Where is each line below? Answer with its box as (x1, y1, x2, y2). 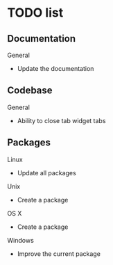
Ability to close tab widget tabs (17, 116, 106, 125)
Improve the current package (17, 249, 101, 258)
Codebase (7, 85, 53, 97)
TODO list (7, 5, 64, 21)
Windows (7, 236, 35, 244)
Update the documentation (17, 65, 94, 72)
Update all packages (17, 168, 76, 177)
